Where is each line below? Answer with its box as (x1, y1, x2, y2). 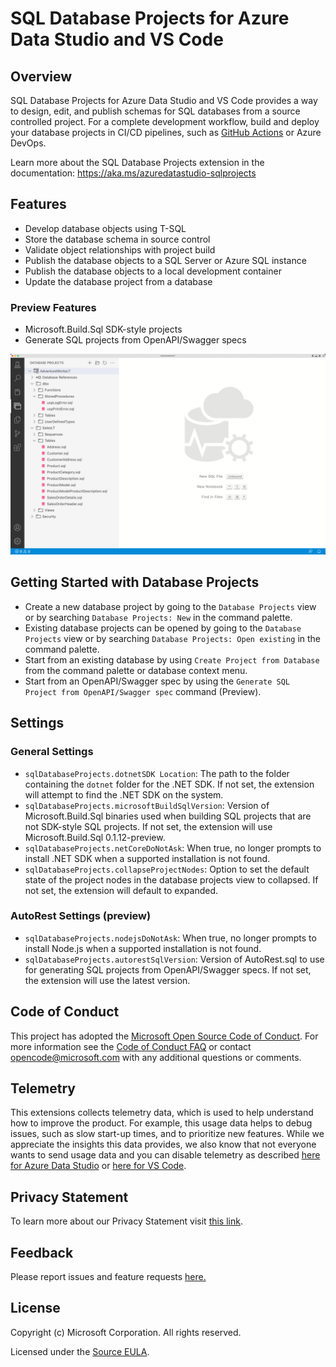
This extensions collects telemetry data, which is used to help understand (10, 1107, 314, 1119)
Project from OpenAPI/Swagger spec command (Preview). (24, 685, 262, 697)
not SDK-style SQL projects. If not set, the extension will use (24, 820, 273, 832)
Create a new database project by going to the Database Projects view (24, 600, 317, 612)
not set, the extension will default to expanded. (24, 884, 219, 896)
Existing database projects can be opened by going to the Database (24, 622, 302, 634)
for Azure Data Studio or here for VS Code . (10, 1160, 187, 1172)
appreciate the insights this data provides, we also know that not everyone (10, 1138, 317, 1151)
